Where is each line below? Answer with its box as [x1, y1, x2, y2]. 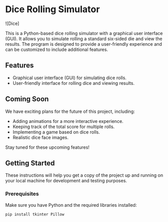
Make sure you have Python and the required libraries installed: [5, 202, 137, 208]
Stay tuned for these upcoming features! [5, 144, 90, 150]
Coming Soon [5, 95, 49, 104]
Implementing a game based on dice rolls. [12, 129, 100, 135]
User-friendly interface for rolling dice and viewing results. [12, 80, 135, 86]
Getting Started [5, 158, 55, 167]
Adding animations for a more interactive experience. [12, 118, 124, 124]
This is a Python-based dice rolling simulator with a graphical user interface [5, 30, 163, 36]
